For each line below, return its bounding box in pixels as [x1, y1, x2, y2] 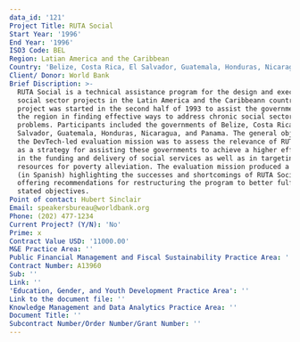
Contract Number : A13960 [9, 262, 102, 271]
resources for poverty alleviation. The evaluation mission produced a [17, 162, 290, 171]
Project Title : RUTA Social [9, 21, 114, 30]
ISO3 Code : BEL [9, 46, 66, 55]
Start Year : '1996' [9, 29, 82, 38]
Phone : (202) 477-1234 [9, 211, 94, 221]
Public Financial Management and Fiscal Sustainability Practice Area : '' [9, 253, 294, 263]
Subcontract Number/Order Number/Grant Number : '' [9, 320, 202, 329]
